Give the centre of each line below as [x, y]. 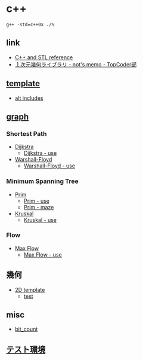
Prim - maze [39, 207]
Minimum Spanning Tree [42, 181]
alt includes [29, 98]
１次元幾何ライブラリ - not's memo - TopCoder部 [76, 64]
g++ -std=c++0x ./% [30, 25]
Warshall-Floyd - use [49, 166]
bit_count [26, 329]
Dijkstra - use [40, 153]
